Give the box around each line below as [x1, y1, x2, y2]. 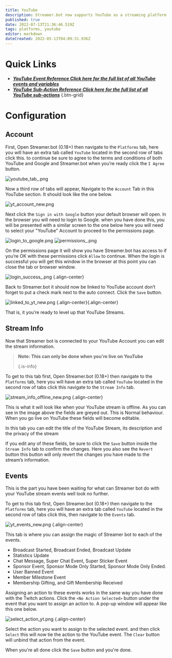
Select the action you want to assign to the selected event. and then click [5, 626, 160, 632]
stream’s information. [5, 456, 50, 463]
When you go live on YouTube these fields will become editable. [5, 415, 141, 421]
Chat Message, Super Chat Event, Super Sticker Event [12, 558, 127, 564]
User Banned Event [12, 569, 54, 575]
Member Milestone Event [12, 574, 66, 580]
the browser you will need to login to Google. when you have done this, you [5, 217, 165, 223]
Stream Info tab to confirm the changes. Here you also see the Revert [5, 446, 153, 452]
